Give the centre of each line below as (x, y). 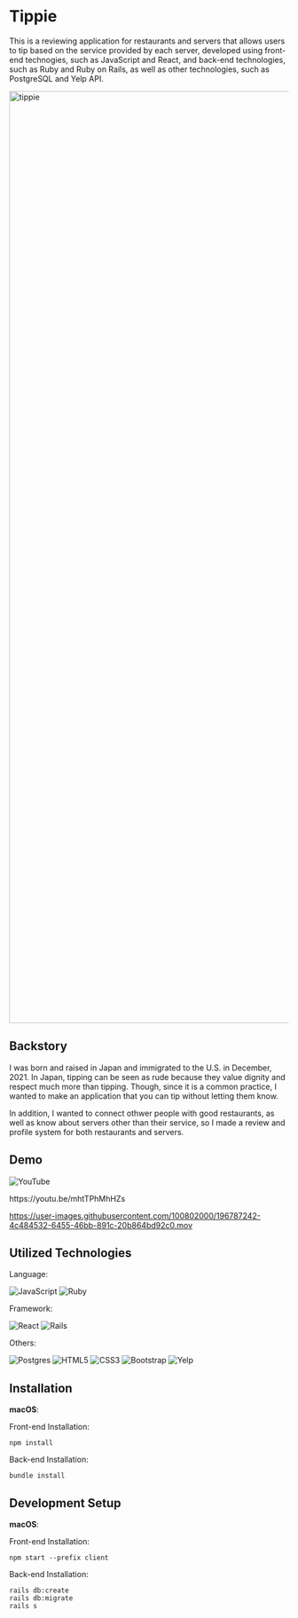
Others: (23, 1343)
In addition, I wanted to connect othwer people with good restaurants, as (142, 1113)
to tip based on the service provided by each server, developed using (136, 50)
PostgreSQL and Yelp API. (56, 78)
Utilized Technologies (71, 1253)
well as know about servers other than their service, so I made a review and (147, 1122)
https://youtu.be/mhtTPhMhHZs (67, 1198)
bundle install (37, 1476)
